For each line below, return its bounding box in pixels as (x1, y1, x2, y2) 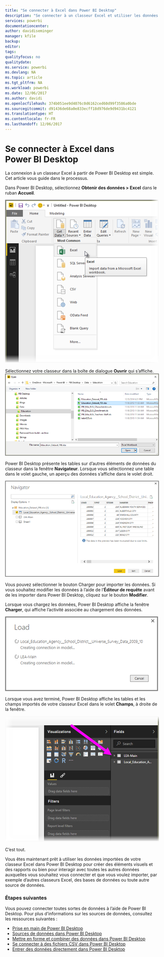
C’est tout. (5, 847, 26, 853)
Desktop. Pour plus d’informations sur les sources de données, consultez (5, 911, 152, 917)
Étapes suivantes (5, 894, 47, 901)
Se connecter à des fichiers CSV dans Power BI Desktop (12, 941, 126, 947)
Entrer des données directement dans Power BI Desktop (12, 946, 125, 952)
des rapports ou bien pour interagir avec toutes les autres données (5, 867, 140, 873)
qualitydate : (5, 59, 32, 65)
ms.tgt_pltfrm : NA (5, 80, 42, 85)
